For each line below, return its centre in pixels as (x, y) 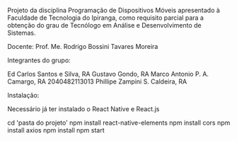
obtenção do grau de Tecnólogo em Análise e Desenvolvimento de (104, 25)
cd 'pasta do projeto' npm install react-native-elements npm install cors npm (119, 123)
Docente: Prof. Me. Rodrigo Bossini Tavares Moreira (83, 46)
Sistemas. (22, 33)
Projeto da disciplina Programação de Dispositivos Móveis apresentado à (114, 10)
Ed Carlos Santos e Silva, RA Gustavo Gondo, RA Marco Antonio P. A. (108, 74)
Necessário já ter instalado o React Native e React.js (83, 109)
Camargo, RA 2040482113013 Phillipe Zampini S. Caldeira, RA (97, 81)
